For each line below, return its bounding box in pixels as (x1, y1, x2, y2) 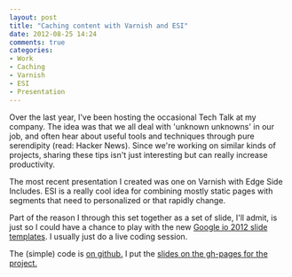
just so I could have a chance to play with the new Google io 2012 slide (9, 221, 268, 232)
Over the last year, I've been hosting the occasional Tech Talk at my (9, 112, 256, 123)
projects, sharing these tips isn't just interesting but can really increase (9, 149, 268, 160)
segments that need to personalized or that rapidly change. (9, 194, 226, 205)
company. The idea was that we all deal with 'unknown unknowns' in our (9, 121, 275, 131)
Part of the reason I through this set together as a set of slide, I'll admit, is (9, 212, 278, 223)
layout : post (9, 12, 58, 22)
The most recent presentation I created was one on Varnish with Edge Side (9, 176, 283, 186)
